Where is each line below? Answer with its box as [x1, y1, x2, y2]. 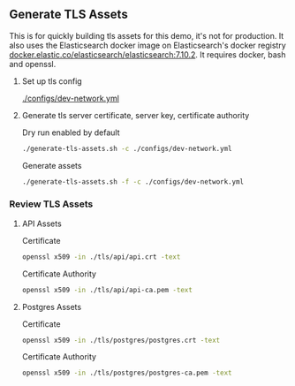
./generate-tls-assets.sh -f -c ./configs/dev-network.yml [21, 177, 245, 186]
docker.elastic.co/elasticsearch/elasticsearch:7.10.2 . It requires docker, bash [9, 49, 286, 60]
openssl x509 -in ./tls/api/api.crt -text [21, 252, 181, 261]
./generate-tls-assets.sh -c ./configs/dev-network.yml [21, 144, 232, 153]
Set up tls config [21, 75, 82, 87]
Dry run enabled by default [21, 127, 120, 138]
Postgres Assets [21, 301, 82, 312]
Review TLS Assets [9, 198, 94, 210]
